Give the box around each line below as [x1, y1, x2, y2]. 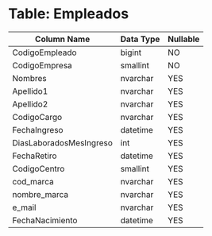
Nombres [12, 72, 47, 83]
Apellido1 [12, 85, 48, 96]
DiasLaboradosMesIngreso [12, 137, 114, 148]
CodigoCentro [12, 163, 65, 174]
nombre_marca [12, 188, 69, 199]
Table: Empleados [8, 5, 129, 23]
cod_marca [12, 176, 54, 187]
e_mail [12, 202, 37, 213]
